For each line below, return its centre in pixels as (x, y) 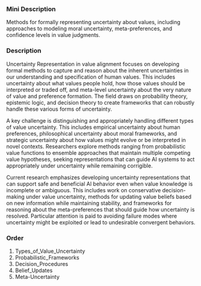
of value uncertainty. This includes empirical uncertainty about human (93, 127)
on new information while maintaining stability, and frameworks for (89, 203)
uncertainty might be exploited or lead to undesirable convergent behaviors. (101, 222)
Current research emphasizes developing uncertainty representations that (98, 177)
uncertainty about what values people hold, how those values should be (96, 83)
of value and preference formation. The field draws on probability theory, (97, 96)
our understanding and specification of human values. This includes (91, 77)
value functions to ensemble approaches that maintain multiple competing (98, 152)
